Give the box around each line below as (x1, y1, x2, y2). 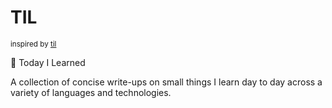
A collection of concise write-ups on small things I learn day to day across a (10, 76, 323, 88)
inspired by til (10, 39, 57, 49)
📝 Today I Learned (10, 56, 86, 68)
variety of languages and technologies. (10, 86, 172, 98)
